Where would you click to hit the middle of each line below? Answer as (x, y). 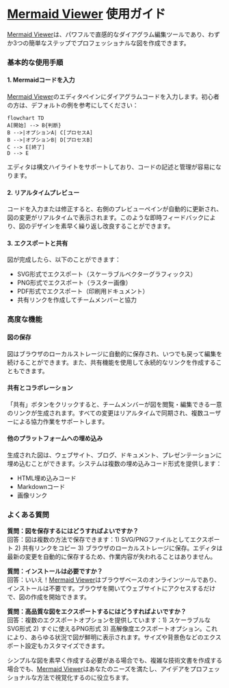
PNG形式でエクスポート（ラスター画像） (74, 283)
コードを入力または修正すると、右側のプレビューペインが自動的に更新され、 (115, 209)
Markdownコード (41, 487)
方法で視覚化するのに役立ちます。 (84, 678)
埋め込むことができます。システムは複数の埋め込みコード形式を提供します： (114, 463)
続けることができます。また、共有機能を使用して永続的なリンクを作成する (112, 362)
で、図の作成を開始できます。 (49, 597)
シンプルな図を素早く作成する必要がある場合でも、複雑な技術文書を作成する (115, 661)
